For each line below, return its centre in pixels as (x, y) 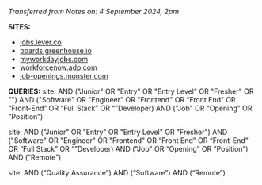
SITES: (19, 27)
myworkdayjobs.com (54, 59)
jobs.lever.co (40, 42)
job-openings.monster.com (64, 76)
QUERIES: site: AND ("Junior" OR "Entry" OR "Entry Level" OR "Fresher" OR (131, 91)
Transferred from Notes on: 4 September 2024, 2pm (94, 12)
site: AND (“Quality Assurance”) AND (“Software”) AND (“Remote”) (117, 173)
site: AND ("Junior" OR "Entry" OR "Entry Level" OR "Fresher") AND (118, 132)
